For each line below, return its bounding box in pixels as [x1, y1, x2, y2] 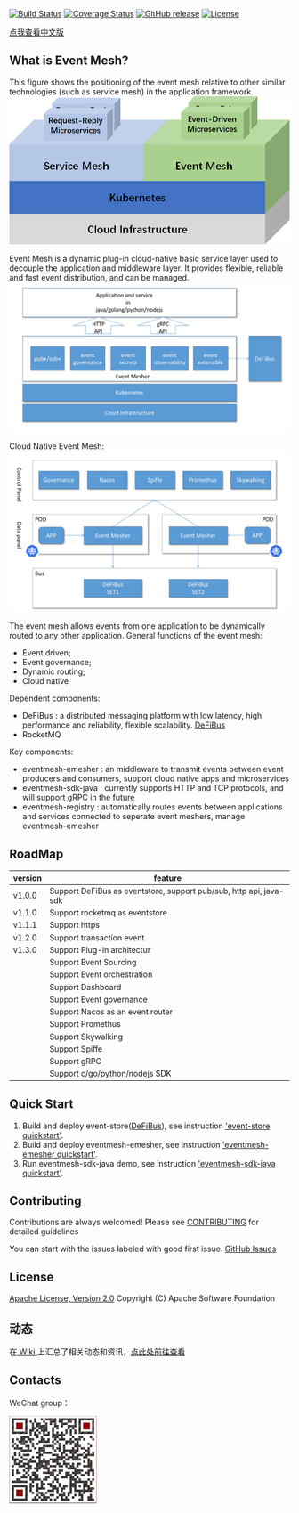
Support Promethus [49, 1019, 122, 1029]
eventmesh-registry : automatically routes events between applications [21, 801, 283, 812]
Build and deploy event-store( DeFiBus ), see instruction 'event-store [21, 1120, 271, 1131]
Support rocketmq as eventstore [49, 907, 167, 918]
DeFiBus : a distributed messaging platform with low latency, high [21, 711, 263, 721]
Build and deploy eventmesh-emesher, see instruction [21, 1139, 221, 1150]
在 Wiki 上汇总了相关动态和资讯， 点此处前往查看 [9, 1346, 186, 1357]
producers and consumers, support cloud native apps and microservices [21, 773, 289, 784]
